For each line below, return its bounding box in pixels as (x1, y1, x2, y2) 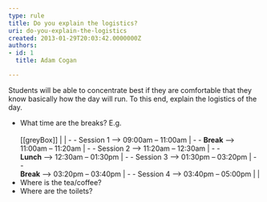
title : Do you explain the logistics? (8, 19, 138, 27)
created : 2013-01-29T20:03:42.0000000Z (8, 34, 142, 42)
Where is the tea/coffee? (19, 177, 102, 187)
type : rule (8, 11, 45, 20)
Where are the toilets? (19, 186, 93, 196)
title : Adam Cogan (15, 57, 78, 65)
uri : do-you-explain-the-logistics (8, 26, 127, 34)
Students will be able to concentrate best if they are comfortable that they (8, 85, 253, 95)
